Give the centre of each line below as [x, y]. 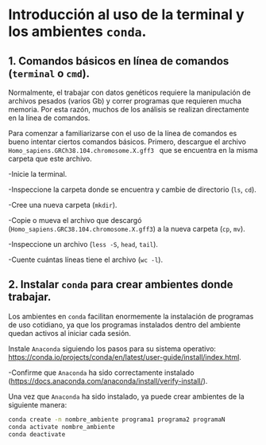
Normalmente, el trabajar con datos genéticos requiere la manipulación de [130, 92]
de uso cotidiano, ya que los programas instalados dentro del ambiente [124, 325]
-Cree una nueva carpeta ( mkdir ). [63, 205]
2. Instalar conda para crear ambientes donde [121, 285]
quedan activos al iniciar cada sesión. [69, 333]
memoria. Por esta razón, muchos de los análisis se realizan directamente [129, 109]
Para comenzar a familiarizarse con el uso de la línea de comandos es [123, 133]
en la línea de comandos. [49, 118]
